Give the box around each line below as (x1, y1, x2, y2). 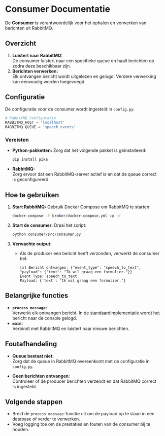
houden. (12, 427, 30, 433)
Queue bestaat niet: (12, 353, 54, 359)
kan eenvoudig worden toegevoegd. (12, 78, 86, 84)
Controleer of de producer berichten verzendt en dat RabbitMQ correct (12, 378, 157, 384)
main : (12, 320, 23, 326)
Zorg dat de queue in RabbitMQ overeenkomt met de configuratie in (12, 358, 150, 364)
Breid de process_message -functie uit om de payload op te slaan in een (12, 411, 155, 417)
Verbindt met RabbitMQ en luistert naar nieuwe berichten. (12, 326, 130, 331)
